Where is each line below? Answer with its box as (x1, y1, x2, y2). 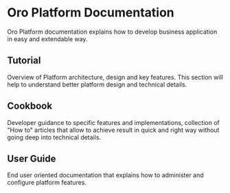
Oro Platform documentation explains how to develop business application (7, 27, 218, 36)
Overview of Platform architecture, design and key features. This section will (7, 73, 223, 81)
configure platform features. (7, 179, 87, 187)
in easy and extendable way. (7, 34, 88, 43)
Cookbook (7, 100, 53, 112)
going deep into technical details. (7, 133, 102, 141)
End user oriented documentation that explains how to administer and (7, 171, 204, 179)
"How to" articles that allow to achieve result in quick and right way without (7, 126, 220, 134)
